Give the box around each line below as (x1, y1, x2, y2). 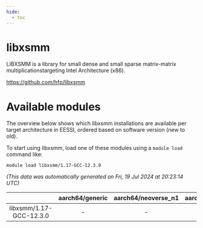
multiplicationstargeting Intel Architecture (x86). (6, 67, 126, 74)
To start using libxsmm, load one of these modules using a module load (6, 145, 183, 152)
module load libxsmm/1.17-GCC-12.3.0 (6, 163, 101, 169)
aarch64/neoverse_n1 (114, 194, 179, 203)
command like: (6, 151, 43, 158)
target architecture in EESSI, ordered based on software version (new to (6, 126, 185, 134)
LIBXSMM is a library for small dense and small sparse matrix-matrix (6, 60, 176, 68)
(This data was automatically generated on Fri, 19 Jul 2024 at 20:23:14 (6, 173, 184, 180)
